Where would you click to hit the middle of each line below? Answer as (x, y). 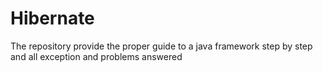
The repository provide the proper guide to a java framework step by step (161, 46)
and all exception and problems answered (96, 56)
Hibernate (52, 18)
